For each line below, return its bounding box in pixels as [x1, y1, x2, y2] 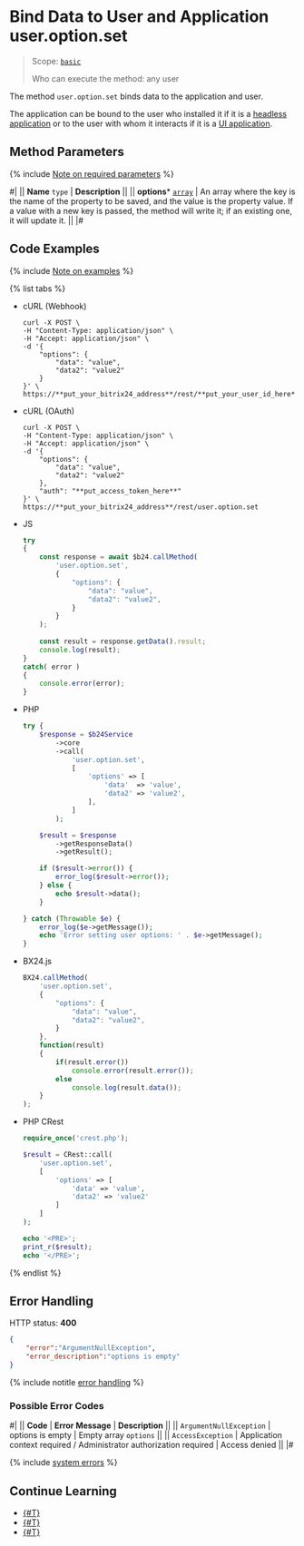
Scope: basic [31, 55, 82, 66]
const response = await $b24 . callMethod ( [39, 553, 198, 562]
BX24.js [22, 955, 53, 967]
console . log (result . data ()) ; [71, 1082, 182, 1092]
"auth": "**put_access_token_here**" [39, 486, 181, 495]
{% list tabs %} [9, 283, 66, 294]
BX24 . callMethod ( [22, 974, 89, 983]
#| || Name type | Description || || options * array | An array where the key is [9, 186, 296, 197]
